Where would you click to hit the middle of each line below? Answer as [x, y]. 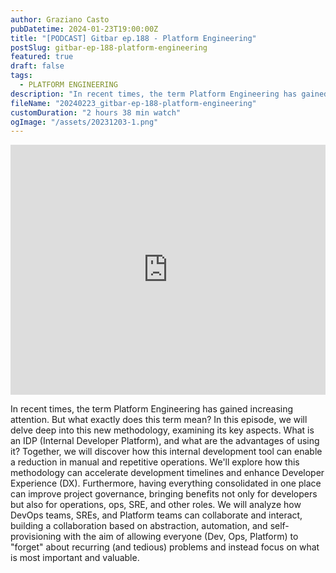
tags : [21, 76]
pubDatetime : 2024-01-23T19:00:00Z [84, 29]
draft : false [37, 66]
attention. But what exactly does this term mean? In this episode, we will [159, 420]
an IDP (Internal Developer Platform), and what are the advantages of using [165, 441]
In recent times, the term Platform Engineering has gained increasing [152, 409]
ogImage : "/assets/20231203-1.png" [84, 122]
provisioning [36, 537]
